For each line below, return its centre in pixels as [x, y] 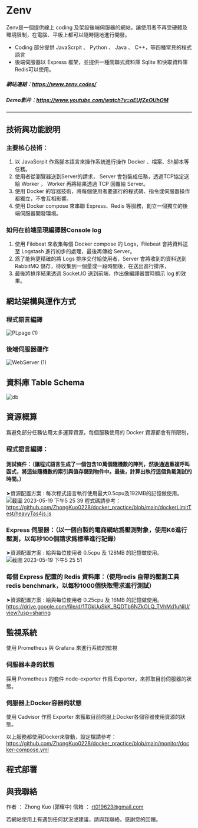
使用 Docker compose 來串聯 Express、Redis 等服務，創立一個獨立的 [98, 206]
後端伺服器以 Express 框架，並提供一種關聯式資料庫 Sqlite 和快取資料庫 [101, 62]
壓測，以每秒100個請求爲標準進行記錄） [63, 539]
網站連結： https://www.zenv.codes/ [51, 84]
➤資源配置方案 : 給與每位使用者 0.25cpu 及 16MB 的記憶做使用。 [84, 600]
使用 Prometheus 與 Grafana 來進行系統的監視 [62, 648]
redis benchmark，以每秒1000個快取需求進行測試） [80, 586]
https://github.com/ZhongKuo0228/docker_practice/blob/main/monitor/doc [98, 743]
